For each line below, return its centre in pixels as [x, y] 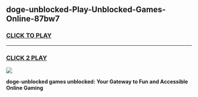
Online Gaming [25, 88]
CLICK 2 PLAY [27, 58]
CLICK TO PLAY [29, 36]
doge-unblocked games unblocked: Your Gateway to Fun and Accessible [97, 81]
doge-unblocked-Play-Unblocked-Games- [86, 10]
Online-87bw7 [33, 19]
